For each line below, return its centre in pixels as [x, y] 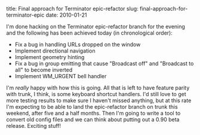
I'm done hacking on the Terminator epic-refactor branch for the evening [96, 27]
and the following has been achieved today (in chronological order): [90, 33]
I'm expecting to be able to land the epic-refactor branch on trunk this [92, 107]
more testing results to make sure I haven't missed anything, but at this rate [99, 100]
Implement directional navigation [55, 51]
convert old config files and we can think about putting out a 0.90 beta [93, 119]
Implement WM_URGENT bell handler [61, 76]
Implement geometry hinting [50, 57]
